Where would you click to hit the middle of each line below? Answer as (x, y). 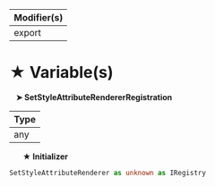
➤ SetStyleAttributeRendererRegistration (94, 97)
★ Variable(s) (61, 73)
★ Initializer (45, 156)
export (28, 33)
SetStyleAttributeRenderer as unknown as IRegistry (107, 173)
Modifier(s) (39, 17)
